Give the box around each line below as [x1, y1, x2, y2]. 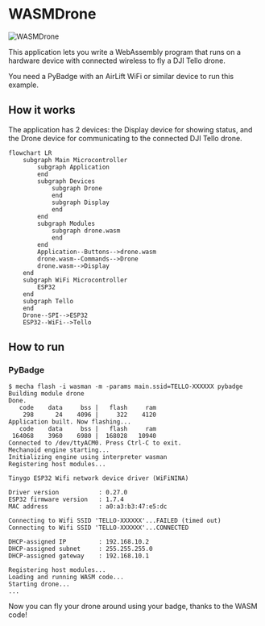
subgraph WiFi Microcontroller [23, 276, 128, 284]
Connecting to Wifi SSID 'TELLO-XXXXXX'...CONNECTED [8, 524, 189, 532]
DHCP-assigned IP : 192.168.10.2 [8, 538, 150, 546]
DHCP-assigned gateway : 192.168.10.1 [8, 552, 150, 561]
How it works [8, 103, 76, 117]
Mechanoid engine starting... [8, 446, 110, 454]
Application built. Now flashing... [8, 418, 131, 426]
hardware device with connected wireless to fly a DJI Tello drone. [8, 56, 226, 65]
